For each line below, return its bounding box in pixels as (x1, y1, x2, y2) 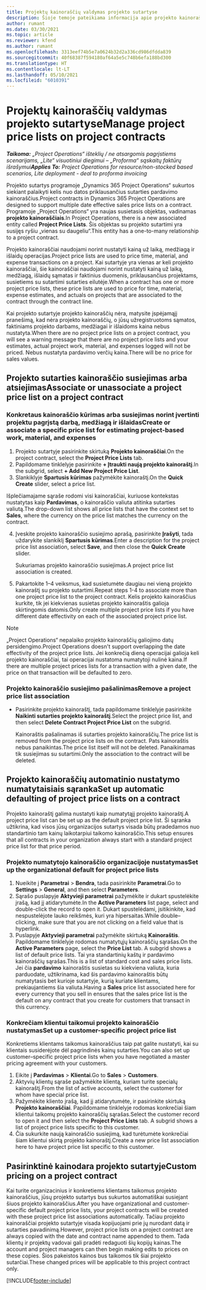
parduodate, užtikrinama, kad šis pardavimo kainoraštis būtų (15, 970, 169, 978)
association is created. (15, 568, 72, 575)
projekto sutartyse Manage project (6, 117, 185, 131)
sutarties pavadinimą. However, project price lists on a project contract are (6, 1226, 193, 1234)
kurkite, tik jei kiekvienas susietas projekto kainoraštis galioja (15, 599, 169, 607)
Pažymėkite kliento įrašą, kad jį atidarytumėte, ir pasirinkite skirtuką (15, 1097, 186, 1105)
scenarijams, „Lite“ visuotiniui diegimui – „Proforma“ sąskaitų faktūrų (6, 157, 182, 164)
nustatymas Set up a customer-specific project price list (6, 1026, 177, 1035)
